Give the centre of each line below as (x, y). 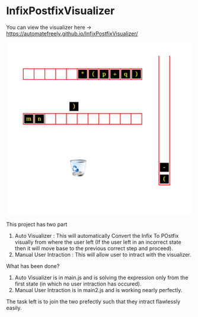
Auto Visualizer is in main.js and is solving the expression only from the (101, 277)
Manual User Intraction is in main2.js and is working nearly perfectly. (98, 290)
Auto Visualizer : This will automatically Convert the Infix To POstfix (97, 235)
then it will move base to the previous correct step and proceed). (94, 248)
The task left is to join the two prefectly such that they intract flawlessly (93, 301)
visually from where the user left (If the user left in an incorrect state (98, 242)
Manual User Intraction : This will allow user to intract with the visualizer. (103, 254)
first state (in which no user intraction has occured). (78, 284)
